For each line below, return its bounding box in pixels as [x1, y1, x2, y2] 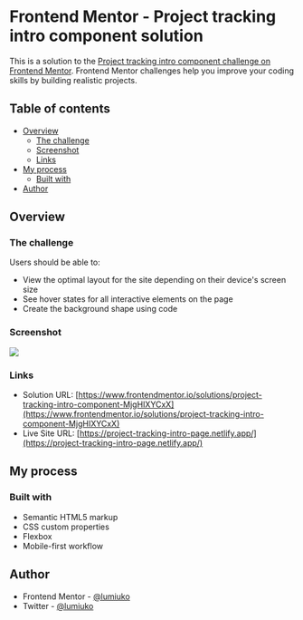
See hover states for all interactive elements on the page [22, 294, 233, 305]
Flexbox [22, 530, 52, 541]
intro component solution [9, 25, 204, 46]
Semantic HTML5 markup [22, 511, 118, 522]
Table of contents [9, 102, 110, 117]
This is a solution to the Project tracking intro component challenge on [9, 55, 271, 66]
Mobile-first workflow [22, 540, 104, 551]
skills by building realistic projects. [9, 74, 137, 85]
